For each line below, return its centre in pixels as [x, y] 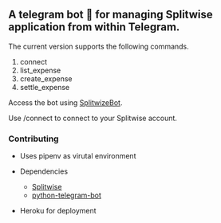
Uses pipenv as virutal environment [78, 156]
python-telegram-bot [67, 195]
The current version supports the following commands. [99, 46]
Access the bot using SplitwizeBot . [65, 102]
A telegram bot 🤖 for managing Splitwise [110, 15]
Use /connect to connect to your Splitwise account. [93, 118]
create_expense [46, 78]
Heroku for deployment [58, 211]
